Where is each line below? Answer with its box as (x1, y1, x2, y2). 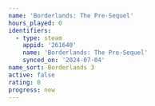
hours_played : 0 (8, 19, 62, 27)
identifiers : (8, 26, 52, 34)
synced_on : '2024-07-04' (22, 57, 105, 65)
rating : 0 (8, 78, 42, 86)
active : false (8, 71, 56, 79)
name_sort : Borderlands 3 (8, 64, 94, 72)
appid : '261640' (22, 41, 77, 49)
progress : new (8, 85, 56, 94)
